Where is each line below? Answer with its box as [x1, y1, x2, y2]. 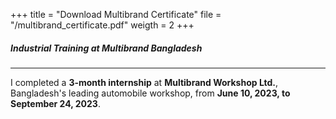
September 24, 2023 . [10, 97, 101, 109]
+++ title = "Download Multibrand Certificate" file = [10, 9, 222, 20]
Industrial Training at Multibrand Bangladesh [10, 42, 203, 54]
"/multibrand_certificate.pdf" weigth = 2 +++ [10, 19, 195, 31]
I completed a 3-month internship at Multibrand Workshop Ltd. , [10, 76, 279, 88]
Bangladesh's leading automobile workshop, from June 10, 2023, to [10, 87, 291, 99]
